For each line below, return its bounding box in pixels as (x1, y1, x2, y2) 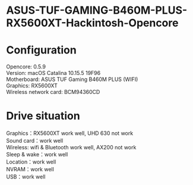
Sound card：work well (6, 137, 64, 145)
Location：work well (6, 158, 56, 165)
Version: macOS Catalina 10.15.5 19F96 (6, 70, 101, 77)
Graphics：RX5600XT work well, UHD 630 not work (6, 130, 134, 137)
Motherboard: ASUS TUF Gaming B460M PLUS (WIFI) (6, 76, 138, 83)
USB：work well (6, 173, 46, 180)
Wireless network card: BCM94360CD (6, 89, 100, 96)
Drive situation (6, 109, 80, 123)
